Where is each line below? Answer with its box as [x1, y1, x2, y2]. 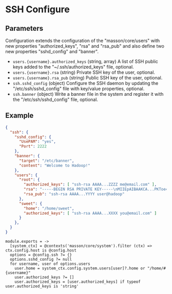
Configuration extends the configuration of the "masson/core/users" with [5, 37, 160, 44]
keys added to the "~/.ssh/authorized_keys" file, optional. [12, 64, 134, 70]
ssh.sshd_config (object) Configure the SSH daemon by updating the [12, 80, 159, 86]
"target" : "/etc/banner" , [18, 158, 74, 163]
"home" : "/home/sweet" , [24, 206, 74, 211]
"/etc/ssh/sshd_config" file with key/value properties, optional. [12, 86, 145, 92]
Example [5, 111, 34, 120]
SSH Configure [5, 4, 70, 15]
